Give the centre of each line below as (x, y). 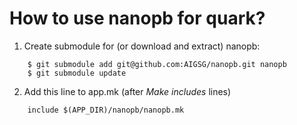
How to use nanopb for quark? (137, 18)
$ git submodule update (77, 73)
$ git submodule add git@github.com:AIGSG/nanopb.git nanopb (157, 64)
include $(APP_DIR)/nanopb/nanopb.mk (106, 110)
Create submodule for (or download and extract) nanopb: (142, 46)
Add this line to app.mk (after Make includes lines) (127, 91)
